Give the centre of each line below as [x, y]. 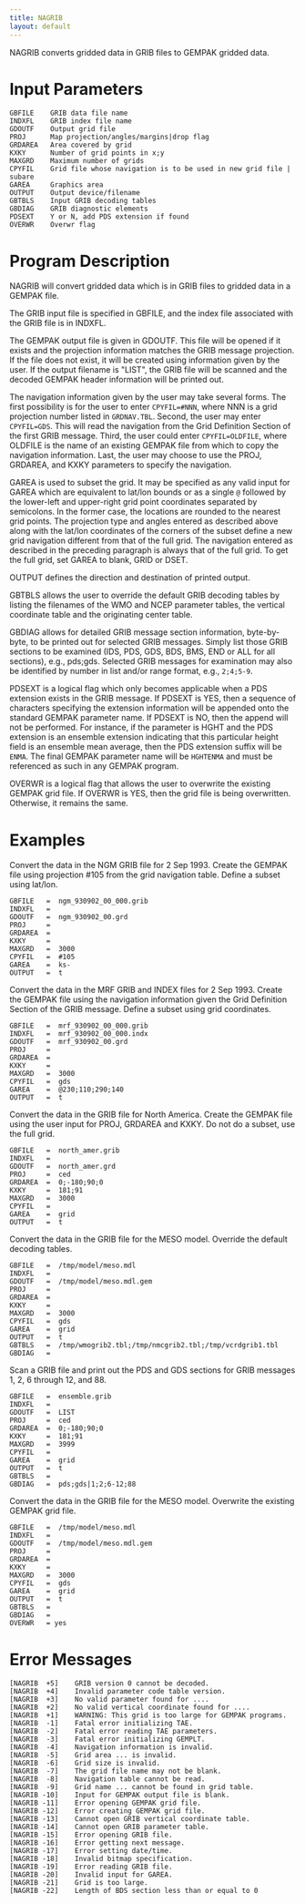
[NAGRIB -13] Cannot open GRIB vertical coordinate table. [130, 1819]
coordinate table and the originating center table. [101, 615]
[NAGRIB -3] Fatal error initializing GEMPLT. [107, 1740]
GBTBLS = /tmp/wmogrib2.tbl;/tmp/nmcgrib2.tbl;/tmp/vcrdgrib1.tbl [144, 1346]
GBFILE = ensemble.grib [61, 1397]
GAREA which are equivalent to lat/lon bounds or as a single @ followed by [148, 492]
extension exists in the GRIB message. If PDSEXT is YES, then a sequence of [153, 699]
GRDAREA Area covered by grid [71, 145]
